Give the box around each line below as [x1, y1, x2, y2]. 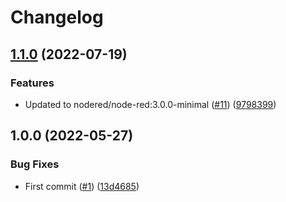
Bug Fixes [10, 157, 60, 171]
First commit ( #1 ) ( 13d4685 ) [24, 180, 140, 192]
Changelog [10, 6, 104, 29]
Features [10, 76, 55, 90]
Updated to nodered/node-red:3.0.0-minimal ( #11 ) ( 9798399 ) [24, 98, 277, 110]
